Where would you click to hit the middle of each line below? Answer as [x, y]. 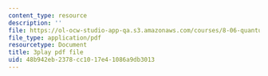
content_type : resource [48, 15]
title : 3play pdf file [46, 52]
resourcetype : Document [48, 45]
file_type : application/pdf [55, 38]
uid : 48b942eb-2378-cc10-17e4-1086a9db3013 [82, 60]
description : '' [35, 23]
